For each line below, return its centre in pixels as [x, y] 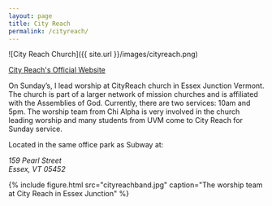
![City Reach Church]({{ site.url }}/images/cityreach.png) [104, 55]
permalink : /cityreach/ [49, 31]
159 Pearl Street [35, 160]
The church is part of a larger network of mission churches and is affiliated [133, 94]
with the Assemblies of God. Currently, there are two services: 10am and [130, 103]
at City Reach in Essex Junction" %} [69, 194]
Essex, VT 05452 [37, 169]
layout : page [30, 16]
